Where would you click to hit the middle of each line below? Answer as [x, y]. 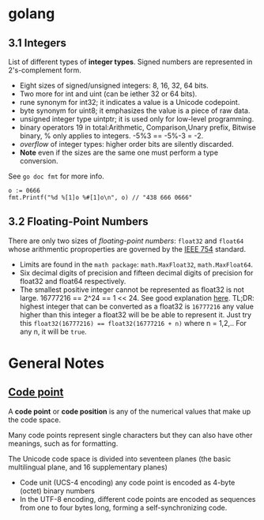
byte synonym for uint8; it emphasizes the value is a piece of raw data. [135, 110]
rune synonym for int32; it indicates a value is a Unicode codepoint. [130, 102]
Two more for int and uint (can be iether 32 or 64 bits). [108, 94]
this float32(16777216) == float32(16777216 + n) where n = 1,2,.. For [133, 323]
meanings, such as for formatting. [63, 443]
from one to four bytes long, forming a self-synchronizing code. [123, 507]
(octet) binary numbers [57, 491]
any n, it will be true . [53, 331]
